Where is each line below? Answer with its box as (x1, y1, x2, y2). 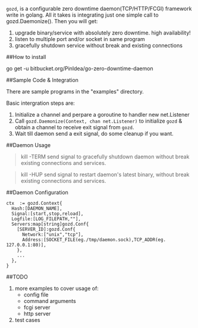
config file (23, 291, 49, 298)
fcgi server (23, 304, 51, 311)
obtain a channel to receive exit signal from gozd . (14, 124, 134, 130)
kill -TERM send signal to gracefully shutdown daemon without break (20, 153, 190, 160)
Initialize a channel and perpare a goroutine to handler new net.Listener (14, 111, 190, 118)
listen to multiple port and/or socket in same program (14, 36, 146, 42)
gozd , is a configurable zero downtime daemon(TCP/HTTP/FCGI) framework (6, 5, 192, 12)
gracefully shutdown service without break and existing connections (14, 42, 183, 49)
